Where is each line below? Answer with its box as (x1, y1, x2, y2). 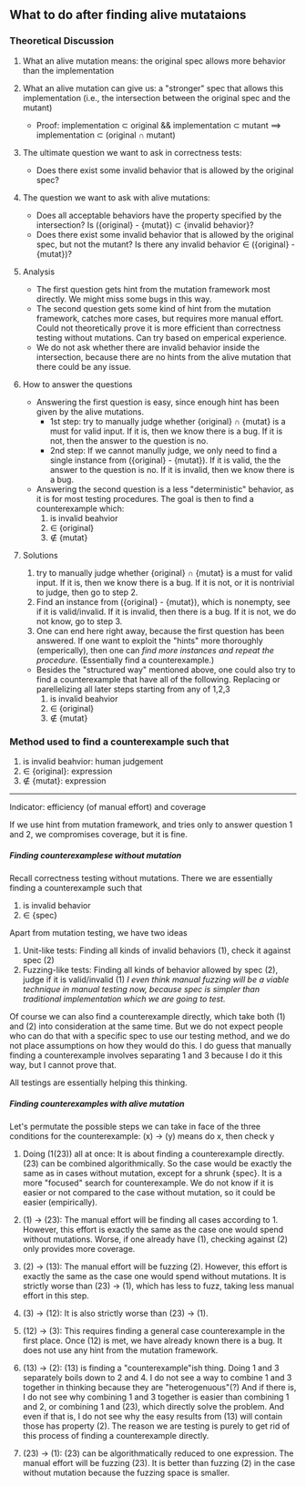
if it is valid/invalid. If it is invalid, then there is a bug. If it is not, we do (36, 606, 297, 617)
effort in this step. (22, 1289, 89, 1301)
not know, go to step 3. (36, 615, 123, 627)
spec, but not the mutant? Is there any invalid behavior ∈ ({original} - (36, 239, 296, 250)
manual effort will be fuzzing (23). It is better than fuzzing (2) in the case (22, 1457, 296, 1468)
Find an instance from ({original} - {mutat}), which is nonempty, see (36, 596, 291, 607)
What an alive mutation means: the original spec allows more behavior (22, 55, 286, 67)
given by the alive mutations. (36, 405, 145, 417)
